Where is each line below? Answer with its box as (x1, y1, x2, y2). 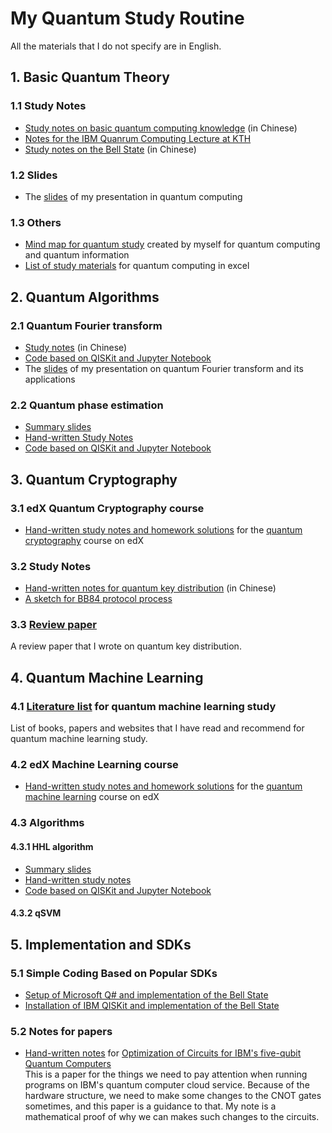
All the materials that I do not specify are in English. (10, 40, 222, 52)
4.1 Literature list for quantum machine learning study (10, 699, 277, 713)
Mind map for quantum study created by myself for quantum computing (24, 238, 321, 251)
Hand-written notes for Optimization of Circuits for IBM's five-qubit (24, 1047, 302, 1059)
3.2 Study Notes (10, 559, 92, 573)
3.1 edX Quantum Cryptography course (10, 501, 205, 515)
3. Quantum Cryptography (10, 471, 178, 488)
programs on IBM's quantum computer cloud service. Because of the (24, 1079, 310, 1091)
